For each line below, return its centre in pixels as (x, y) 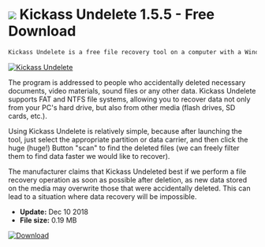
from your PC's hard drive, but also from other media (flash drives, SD (122, 107)
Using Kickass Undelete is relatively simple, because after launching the (125, 131)
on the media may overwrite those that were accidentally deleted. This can (129, 188)
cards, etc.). (28, 116)
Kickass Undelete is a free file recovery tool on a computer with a (125, 52)
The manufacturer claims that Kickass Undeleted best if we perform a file (127, 171)
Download (42, 31)
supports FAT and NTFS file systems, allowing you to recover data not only (129, 99)
